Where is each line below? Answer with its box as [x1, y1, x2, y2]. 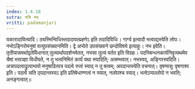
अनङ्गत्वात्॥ [6, 76, 31, 83]
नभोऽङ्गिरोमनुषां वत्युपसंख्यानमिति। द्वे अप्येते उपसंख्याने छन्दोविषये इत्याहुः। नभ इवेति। [6, 43, 166, 50]
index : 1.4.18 [6, 8, 41, 15]
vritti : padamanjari [6, 20, 57, 26]
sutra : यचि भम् [6, 14, 39, 20]
